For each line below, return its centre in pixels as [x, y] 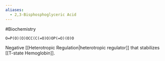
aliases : [15, 10]
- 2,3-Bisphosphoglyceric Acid [43, 15]
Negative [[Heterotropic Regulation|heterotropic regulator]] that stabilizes [82, 47]
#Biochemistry [21, 29]
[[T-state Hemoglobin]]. [30, 53]
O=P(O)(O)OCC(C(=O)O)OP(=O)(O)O [40, 38]
